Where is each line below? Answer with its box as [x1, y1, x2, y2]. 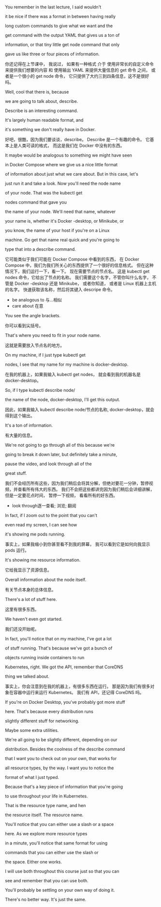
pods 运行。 [5, 548, 29, 553]
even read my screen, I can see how [5, 522, 77, 528]
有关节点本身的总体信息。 [5, 587, 56, 592]
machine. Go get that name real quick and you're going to [5, 237, 120, 243]
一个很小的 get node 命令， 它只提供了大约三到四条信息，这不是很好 [13, 73, 149, 79]
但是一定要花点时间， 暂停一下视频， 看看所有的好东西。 [5, 492, 117, 498]
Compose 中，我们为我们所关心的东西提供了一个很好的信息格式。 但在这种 [5, 262, 154, 268]
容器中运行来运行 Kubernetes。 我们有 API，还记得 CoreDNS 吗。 [13, 690, 144, 695]
